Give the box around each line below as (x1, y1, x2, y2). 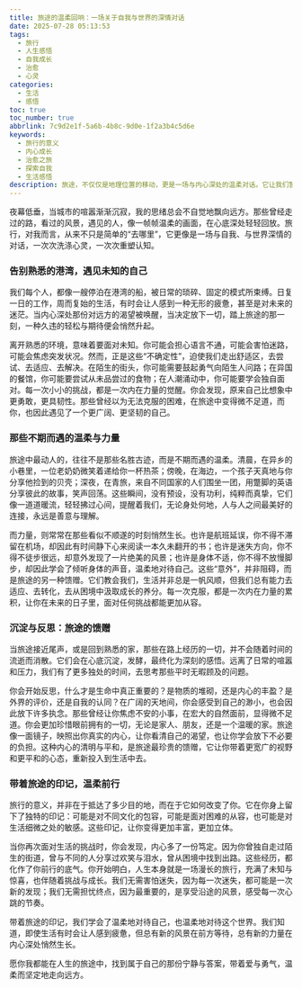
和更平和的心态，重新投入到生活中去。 (9, 753, 151, 764)
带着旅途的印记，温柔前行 (9, 777, 120, 790)
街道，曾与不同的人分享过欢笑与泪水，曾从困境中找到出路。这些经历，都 (24, 852, 293, 864)
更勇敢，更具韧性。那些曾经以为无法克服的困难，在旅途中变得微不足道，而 (9, 396, 285, 407)
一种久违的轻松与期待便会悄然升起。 (24, 320, 159, 331)
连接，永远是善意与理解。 (9, 510, 104, 521)
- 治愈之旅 (17, 155, 53, 165)
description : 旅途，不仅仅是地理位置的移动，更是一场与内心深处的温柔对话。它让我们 (9, 181, 289, 190)
